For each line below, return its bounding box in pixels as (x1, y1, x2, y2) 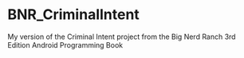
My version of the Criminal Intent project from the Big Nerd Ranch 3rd (7, 32, 236, 41)
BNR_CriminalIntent (7, 6, 140, 24)
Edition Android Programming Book (7, 40, 124, 49)
